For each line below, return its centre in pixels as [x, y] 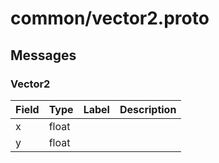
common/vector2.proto [110, 18]
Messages [43, 55]
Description [148, 109]
